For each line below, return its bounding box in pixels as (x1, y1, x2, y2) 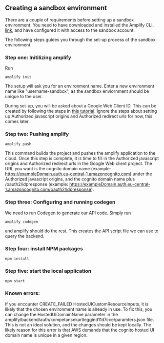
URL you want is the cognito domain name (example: (5, 166, 111, 172)
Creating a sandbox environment (5, 4, 107, 12)
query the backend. (5, 233, 45, 239)
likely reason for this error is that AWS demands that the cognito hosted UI (5, 327, 155, 333)
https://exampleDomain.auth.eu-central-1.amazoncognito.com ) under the (5, 171, 152, 177)
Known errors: (5, 290, 40, 297)
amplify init (5, 75, 32, 80)
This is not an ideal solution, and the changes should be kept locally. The (5, 322, 151, 327)
